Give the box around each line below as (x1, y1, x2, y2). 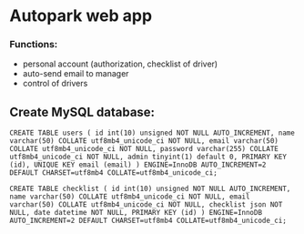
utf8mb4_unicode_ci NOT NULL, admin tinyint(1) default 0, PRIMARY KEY (9, 152, 287, 162)
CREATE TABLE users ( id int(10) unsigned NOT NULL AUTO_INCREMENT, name (9, 128, 296, 137)
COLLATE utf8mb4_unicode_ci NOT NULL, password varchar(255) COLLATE (9, 145, 279, 154)
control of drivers (22, 78, 88, 89)
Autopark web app (9, 5, 153, 26)
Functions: (9, 38, 58, 51)
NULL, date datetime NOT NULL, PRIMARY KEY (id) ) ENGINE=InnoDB (9, 209, 262, 218)
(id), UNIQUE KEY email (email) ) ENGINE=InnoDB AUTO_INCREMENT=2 (9, 160, 267, 169)
